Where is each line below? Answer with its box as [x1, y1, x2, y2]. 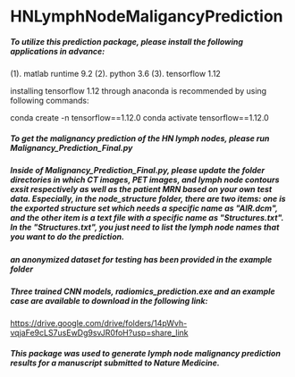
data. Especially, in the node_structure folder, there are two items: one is [10, 194, 286, 205]
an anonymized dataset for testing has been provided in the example [10, 254, 273, 264]
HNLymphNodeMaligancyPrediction [10, 6, 284, 27]
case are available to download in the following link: [10, 295, 208, 306]
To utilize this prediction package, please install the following [10, 36, 244, 46]
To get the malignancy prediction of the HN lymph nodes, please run [10, 132, 270, 144]
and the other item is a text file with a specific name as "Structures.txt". [10, 213, 284, 223]
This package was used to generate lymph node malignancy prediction [10, 348, 281, 358]
